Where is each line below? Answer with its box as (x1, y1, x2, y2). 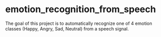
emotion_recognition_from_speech (5, 4, 156, 15)
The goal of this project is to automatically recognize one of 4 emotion (5, 20, 152, 26)
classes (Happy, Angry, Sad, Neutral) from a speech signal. (5, 25, 129, 31)
